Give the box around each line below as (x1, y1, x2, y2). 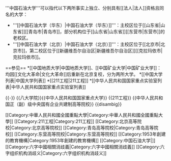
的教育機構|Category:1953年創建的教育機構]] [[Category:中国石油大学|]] (5, 138, 156, 143)
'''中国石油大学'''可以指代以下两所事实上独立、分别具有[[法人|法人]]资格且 (5, 5, 160, 11)
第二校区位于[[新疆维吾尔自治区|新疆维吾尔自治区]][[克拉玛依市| (30, 48, 163, 53)
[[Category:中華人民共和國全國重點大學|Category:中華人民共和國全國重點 (5, 112, 159, 118)
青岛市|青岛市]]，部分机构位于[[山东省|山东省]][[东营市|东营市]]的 (28, 29, 165, 35)
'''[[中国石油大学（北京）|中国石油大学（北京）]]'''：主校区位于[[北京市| (12, 41, 161, 47)
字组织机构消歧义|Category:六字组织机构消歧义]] (5, 150, 107, 156)
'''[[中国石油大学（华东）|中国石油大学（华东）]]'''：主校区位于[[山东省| (12, 22, 161, 28)
